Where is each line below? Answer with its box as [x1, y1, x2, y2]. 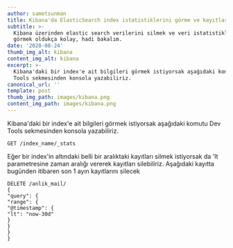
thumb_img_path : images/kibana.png [7, 94, 110, 101]
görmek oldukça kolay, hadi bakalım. [13, 36, 123, 43]
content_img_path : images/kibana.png [7, 100, 116, 107]
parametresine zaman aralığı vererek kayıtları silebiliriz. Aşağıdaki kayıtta [7, 159, 215, 168]
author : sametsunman [7, 10, 67, 17]
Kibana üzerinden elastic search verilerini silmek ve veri [13, 29, 191, 37]
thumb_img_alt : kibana [7, 49, 73, 56]
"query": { [7, 192, 39, 200]
